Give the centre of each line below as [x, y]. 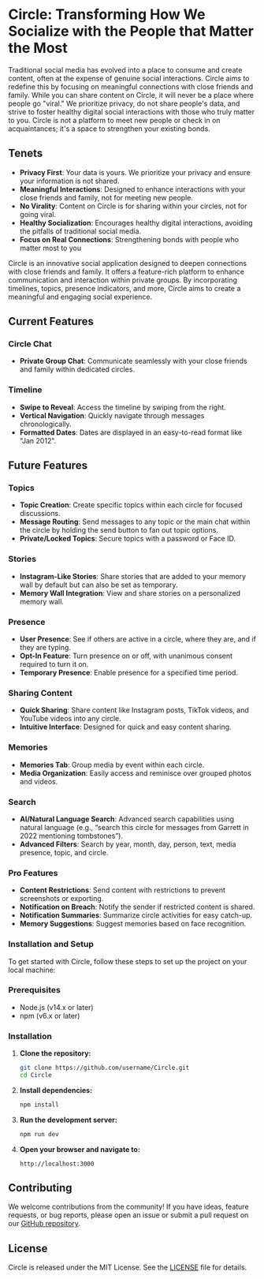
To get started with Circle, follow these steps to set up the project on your [128, 961]
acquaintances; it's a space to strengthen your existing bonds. [109, 129]
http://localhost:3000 [57, 1164]
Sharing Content [41, 693]
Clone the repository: [55, 1053]
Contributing [40, 1188]
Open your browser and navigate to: [80, 1149]
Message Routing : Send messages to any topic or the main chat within [135, 522]
